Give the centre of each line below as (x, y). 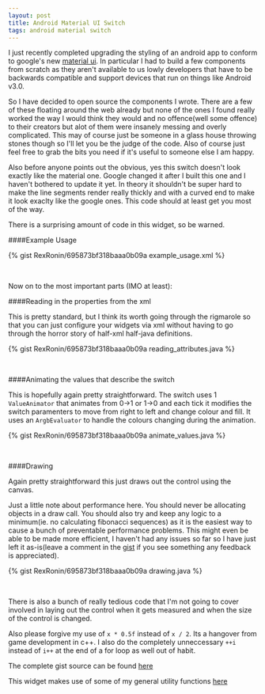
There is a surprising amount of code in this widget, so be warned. (117, 225)
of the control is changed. (50, 619)
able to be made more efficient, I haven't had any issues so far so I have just (132, 539)
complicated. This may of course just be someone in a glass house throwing (132, 135)
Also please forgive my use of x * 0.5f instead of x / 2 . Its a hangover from (132, 634)
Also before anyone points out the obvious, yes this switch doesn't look (125, 168)
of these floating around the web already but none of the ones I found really (132, 110)
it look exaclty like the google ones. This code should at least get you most (130, 201)
